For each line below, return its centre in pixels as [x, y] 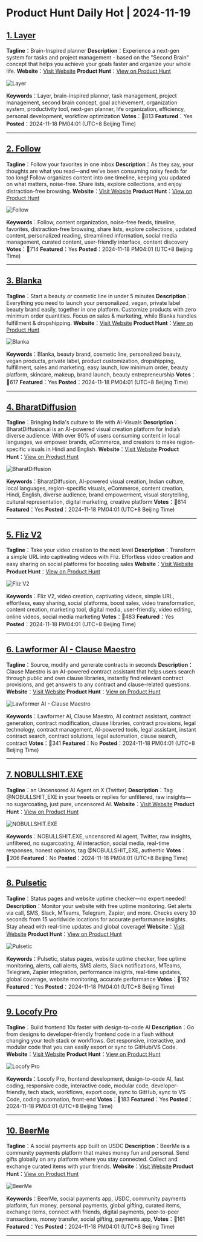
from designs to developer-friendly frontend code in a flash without [90, 1034]
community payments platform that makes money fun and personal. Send [98, 1153]
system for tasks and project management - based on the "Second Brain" [98, 57]
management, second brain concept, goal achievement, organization [92, 102]
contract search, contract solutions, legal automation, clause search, [92, 736]
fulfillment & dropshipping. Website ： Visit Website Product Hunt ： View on [100, 323]
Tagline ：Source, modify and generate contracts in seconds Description [97, 665]
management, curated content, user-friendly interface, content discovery [97, 242]
